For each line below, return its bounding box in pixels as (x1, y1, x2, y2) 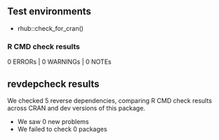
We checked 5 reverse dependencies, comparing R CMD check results (7, 96, 213, 104)
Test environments (7, 6, 91, 17)
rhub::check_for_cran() (17, 24, 84, 32)
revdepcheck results (7, 78, 100, 90)
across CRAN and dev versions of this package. (7, 104, 146, 112)
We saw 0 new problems (17, 117, 89, 125)
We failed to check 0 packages (17, 125, 107, 133)
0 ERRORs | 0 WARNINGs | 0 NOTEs (7, 57, 112, 66)
